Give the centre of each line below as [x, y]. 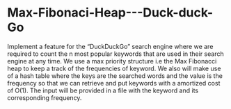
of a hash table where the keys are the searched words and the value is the [115, 76]
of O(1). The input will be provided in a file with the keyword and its [103, 90]
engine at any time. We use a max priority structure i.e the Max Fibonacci [112, 61]
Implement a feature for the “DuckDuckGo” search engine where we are [110, 46]
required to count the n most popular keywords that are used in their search [115, 54]
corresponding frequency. [45, 97]
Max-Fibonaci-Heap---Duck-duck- [110, 13]
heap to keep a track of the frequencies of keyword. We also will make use [114, 68]
